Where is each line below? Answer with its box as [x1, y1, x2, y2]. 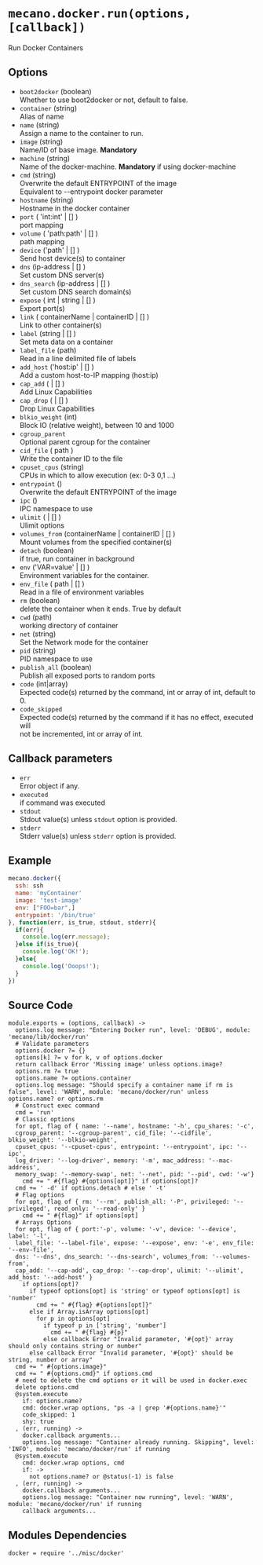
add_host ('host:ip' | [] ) [19, 362, 94, 371]
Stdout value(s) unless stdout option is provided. [19, 814, 178, 824]
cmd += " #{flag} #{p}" [49, 1329, 128, 1336]
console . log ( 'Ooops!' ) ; [22, 962, 100, 970]
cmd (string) [19, 170, 57, 179]
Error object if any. [19, 781, 80, 791]
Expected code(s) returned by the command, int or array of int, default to [19, 687, 256, 697]
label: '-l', [8, 1232, 51, 1241]
